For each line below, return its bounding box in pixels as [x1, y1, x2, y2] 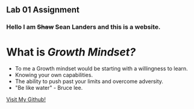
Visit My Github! [6, 96, 46, 103]
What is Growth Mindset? [6, 45, 136, 59]
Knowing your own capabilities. [14, 72, 93, 79]
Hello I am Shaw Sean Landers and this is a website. [6, 23, 161, 31]
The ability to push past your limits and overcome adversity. [14, 78, 164, 85]
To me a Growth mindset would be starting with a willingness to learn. [14, 65, 188, 72]
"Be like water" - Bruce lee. [14, 84, 83, 92]
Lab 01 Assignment [6, 5, 80, 15]
